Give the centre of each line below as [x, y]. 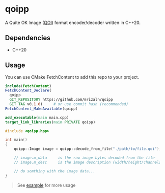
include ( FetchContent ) [28, 86]
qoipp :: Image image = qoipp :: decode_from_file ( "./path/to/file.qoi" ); [88, 149]
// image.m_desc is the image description [62, 162]
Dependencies [28, 38]
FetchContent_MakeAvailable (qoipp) [41, 109]
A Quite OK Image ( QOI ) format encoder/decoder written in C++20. [73, 23]
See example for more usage [46, 185]
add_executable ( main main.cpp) [37, 118]
